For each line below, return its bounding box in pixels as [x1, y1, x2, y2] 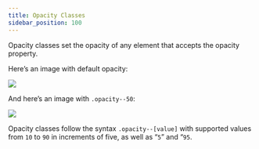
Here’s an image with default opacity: [8, 64, 128, 73]
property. [8, 49, 38, 58]
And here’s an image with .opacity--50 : [8, 93, 135, 103]
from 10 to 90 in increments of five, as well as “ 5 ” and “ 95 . [8, 132, 192, 141]
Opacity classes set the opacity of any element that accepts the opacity [8, 40, 240, 49]
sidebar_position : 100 [8, 19, 82, 27]
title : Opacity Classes [8, 11, 86, 20]
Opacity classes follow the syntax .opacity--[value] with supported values [8, 123, 252, 133]
